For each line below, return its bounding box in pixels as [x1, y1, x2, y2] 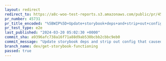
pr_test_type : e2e [4, 26, 43, 30]
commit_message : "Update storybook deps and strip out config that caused [4, 39, 163, 44]
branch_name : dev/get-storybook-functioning [4, 44, 98, 49]
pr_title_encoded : [4, 21, 43, 26]
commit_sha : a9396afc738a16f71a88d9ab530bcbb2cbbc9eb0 [4, 35, 120, 40]
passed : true [4, 48, 32, 53]
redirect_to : [4, 12, 32, 17]
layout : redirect [4, 7, 41, 12]
